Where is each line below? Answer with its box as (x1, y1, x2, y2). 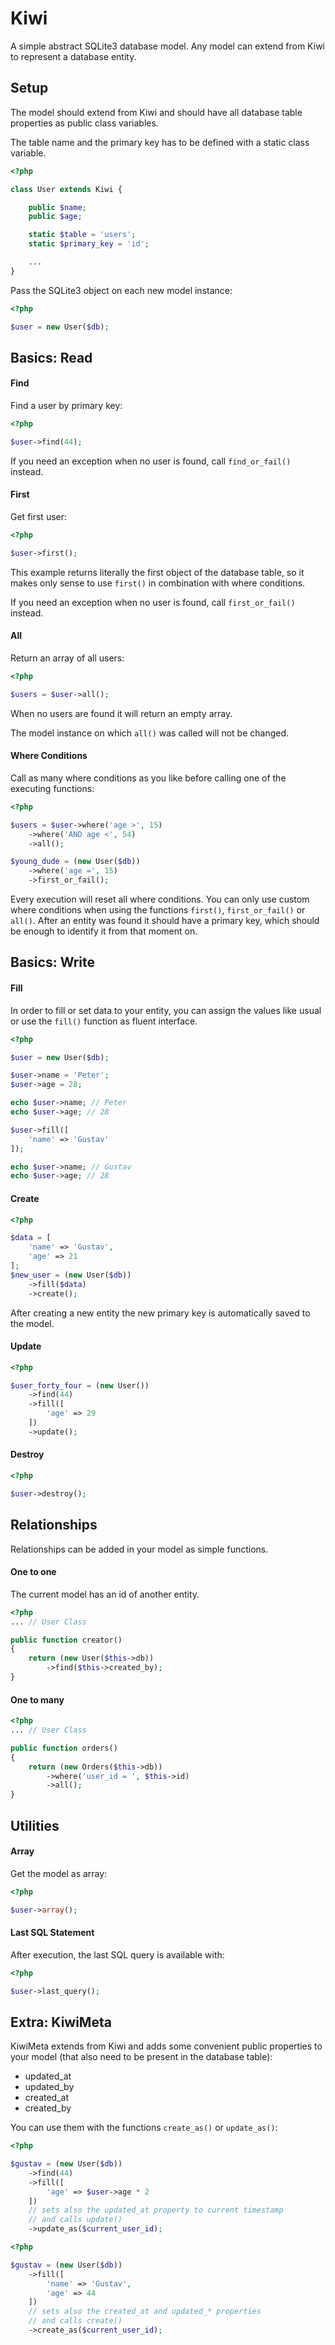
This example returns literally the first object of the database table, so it (10, 566, 305, 578)
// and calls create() (28, 2316, 123, 2326)
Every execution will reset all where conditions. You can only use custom (10, 893, 310, 906)
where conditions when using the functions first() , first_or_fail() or (10, 904, 306, 916)
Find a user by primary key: (10, 400, 123, 412)
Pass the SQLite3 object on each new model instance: (10, 284, 233, 296)
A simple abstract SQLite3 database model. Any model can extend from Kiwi (10, 40, 325, 52)
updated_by (24, 2081, 75, 2093)
